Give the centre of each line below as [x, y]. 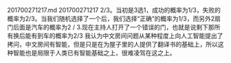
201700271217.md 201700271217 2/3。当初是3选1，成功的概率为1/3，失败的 [114, 10]
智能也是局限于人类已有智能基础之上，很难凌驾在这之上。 [94, 53]
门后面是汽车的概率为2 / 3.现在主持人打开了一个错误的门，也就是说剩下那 [111, 27]
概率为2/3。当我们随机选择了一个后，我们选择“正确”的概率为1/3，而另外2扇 [114, 18]
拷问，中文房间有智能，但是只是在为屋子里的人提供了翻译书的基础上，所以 [112, 44]
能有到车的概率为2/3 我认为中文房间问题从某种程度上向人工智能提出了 [124, 36]
